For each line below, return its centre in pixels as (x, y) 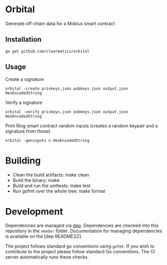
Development (34, 211)
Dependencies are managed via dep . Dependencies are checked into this (82, 226)
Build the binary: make (36, 180)
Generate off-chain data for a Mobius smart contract (60, 23)
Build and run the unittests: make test (52, 185)
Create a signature (25, 79)
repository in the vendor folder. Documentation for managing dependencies (84, 231)
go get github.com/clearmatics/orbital (47, 51)
